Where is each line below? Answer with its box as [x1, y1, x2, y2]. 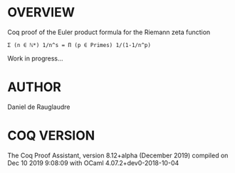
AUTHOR [7, 79, 62, 95]
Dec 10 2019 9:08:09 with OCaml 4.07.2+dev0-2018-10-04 [7, 158, 179, 167]
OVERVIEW [7, 4, 75, 21]
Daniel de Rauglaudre [7, 103, 70, 111]
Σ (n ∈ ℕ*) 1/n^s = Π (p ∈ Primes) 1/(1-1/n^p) [7, 41, 152, 48]
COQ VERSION [7, 127, 95, 144]
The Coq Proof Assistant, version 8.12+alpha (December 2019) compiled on [7, 151, 229, 159]
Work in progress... [7, 54, 63, 63]
